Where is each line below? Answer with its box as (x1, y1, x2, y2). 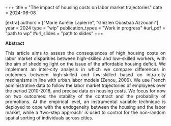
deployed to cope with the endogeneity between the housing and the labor (5, 104, 166, 110)
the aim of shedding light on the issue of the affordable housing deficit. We (5, 61, 166, 67)
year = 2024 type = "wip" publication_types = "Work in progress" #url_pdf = (5, 25, 165, 31)
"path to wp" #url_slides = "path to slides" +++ (5, 30, 103, 36)
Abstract (5, 40, 24, 46)
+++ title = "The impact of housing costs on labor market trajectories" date (5, 5, 162, 10)
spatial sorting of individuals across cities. (5, 115, 93, 121)
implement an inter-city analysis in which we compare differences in (5, 66, 166, 72)
